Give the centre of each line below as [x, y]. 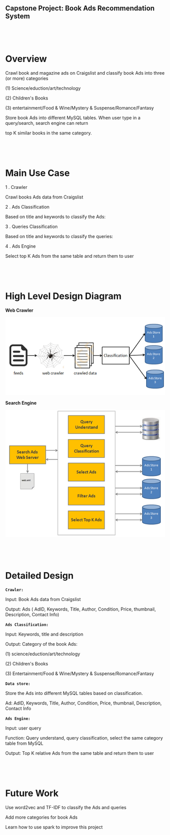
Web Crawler [20, 310]
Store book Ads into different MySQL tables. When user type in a [73, 118]
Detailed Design [39, 575]
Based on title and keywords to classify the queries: [59, 236]
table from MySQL [24, 744]
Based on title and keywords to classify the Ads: [55, 216]
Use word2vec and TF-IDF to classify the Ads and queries [66, 808]
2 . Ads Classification [27, 207]
